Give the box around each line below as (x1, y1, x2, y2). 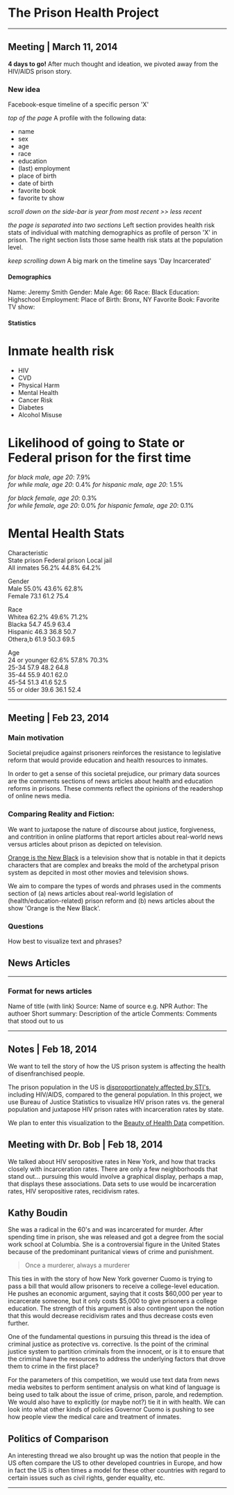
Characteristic (8, 548, 49, 557)
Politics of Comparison (8, 1433, 109, 1445)
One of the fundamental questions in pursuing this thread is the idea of (8, 1333, 210, 1341)
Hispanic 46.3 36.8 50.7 (8, 627, 76, 635)
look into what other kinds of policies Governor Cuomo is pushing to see (8, 1405, 215, 1413)
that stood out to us (8, 1017, 65, 1025)
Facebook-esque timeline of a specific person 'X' (8, 100, 149, 109)
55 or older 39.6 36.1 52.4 (8, 685, 82, 694)
